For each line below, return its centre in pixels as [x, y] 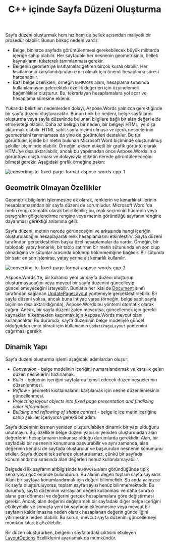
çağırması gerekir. [24, 331]
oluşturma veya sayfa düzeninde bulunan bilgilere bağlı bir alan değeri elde [83, 119]
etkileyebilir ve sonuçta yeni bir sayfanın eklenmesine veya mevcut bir [78, 507]
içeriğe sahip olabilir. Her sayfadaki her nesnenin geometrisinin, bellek [85, 56]
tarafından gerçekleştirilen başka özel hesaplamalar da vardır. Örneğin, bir [82, 242]
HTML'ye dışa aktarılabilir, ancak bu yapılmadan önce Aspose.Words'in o [81, 151]
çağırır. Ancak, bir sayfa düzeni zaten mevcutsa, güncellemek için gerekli [81, 310]
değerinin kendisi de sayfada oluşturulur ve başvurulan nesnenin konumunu [84, 449]
